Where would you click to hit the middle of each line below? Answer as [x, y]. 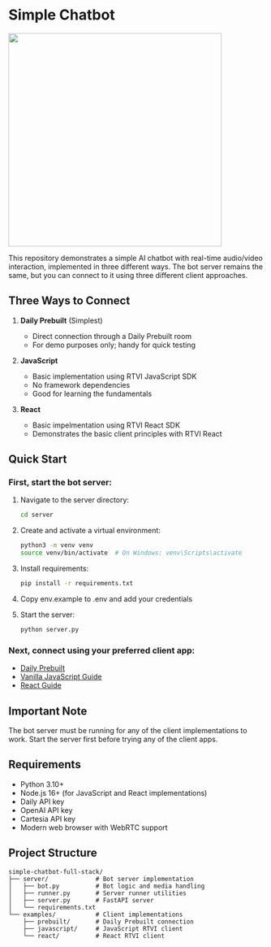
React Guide [41, 685]
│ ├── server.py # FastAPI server [81, 900]
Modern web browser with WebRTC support [94, 828]
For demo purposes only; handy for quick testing [114, 345]
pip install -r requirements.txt [77, 584]
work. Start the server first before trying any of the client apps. [113, 739]
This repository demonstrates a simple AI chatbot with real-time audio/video [136, 258]
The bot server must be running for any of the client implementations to [128, 730]
